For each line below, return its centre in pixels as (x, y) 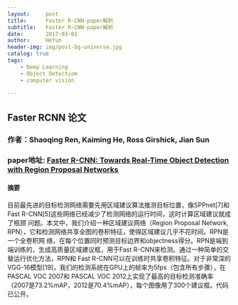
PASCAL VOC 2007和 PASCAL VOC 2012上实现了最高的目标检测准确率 (110, 276)
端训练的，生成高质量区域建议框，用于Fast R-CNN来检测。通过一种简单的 (115, 249)
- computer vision (47, 80)
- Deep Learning (44, 67)
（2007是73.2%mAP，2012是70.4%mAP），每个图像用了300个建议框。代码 (118, 285)
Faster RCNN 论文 (47, 117)
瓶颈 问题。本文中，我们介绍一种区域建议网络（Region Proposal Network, (121, 222)
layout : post (33, 14)
